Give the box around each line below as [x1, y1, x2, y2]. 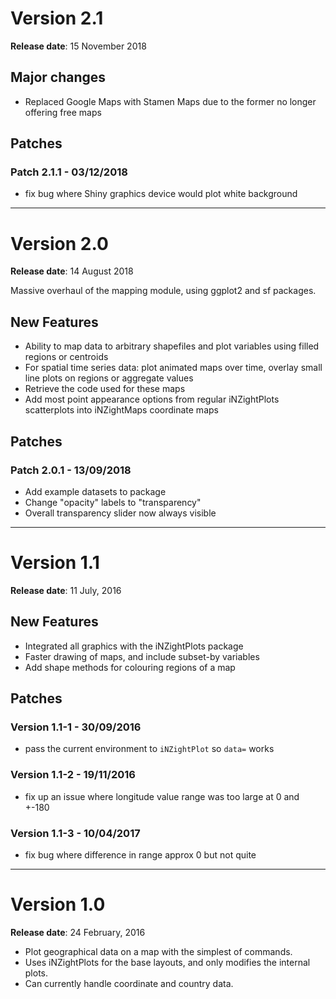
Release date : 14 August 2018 [10, 265, 134, 277]
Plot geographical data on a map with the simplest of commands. [24, 945, 293, 957]
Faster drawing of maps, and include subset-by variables [24, 650, 260, 662]
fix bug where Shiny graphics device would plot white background [24, 188, 298, 200]
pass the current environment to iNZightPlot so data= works [24, 743, 275, 755]
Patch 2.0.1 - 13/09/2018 [10, 463, 132, 477]
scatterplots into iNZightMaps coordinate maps [24, 404, 219, 416]
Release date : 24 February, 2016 [10, 926, 146, 938]
